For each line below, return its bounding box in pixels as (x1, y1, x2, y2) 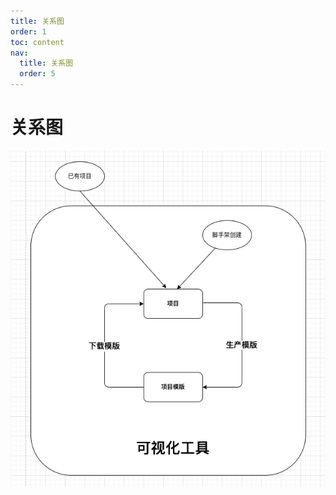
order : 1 (10, 26, 47, 37)
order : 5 (19, 69, 56, 79)
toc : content (10, 37, 65, 47)
